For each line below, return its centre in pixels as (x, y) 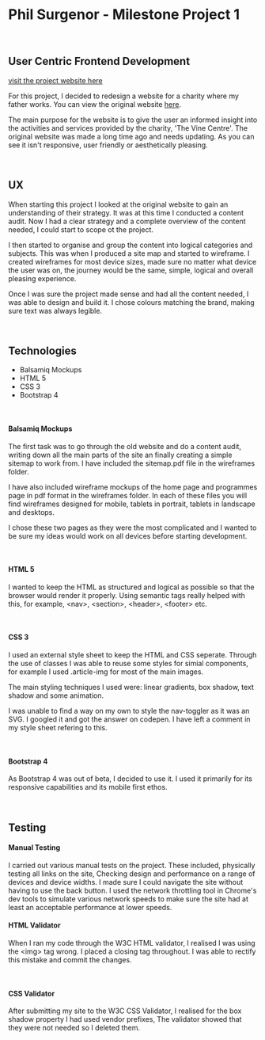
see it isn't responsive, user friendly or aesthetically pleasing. (108, 145)
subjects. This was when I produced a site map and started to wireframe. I (129, 253)
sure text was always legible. (55, 310)
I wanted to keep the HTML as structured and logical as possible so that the (131, 587)
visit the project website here (55, 80)
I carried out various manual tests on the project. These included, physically (132, 865)
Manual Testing (34, 848)
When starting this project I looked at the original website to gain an (118, 204)
